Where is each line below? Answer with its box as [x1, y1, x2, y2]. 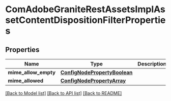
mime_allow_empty [8, 69, 56, 76]
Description [137, 60, 167, 67]
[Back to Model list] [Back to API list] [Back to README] [5, 90, 122, 96]
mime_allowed [8, 77, 44, 84]
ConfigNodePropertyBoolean [60, 69, 133, 76]
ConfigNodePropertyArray [60, 77, 126, 84]
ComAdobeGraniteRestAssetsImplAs [5, 4, 165, 15]
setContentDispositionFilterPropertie [5, 14, 166, 26]
